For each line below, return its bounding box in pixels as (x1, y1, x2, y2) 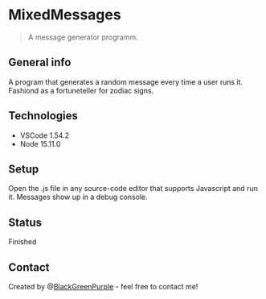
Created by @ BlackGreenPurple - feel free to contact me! (8, 282, 198, 291)
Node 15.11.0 (19, 139, 61, 148)
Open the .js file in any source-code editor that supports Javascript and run (8, 184, 259, 193)
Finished (8, 237, 37, 247)
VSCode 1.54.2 (19, 131, 70, 140)
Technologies (8, 109, 79, 123)
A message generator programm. (27, 32, 138, 42)
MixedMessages (8, 6, 122, 24)
